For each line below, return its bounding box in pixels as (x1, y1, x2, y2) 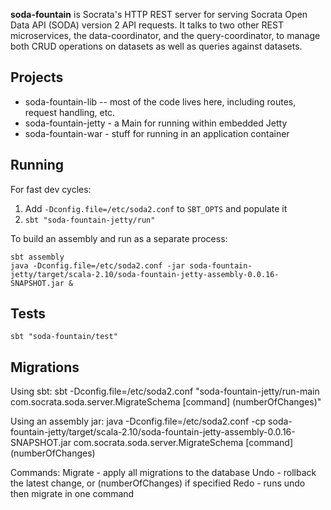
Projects (10, 69, 64, 86)
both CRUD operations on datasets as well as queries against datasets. (10, 40, 303, 52)
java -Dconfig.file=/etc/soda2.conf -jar (10, 260, 186, 271)
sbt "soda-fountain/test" (10, 332, 118, 342)
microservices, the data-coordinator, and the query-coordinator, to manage (10, 30, 321, 41)
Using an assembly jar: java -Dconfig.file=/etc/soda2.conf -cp (10, 415, 267, 428)
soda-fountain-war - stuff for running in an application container (24, 127, 290, 139)
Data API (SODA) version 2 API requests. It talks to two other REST (10, 19, 284, 31)
